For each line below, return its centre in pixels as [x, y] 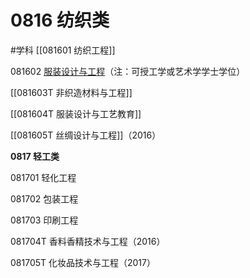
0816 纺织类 [60, 20]
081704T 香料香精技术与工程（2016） [88, 241]
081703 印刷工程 [44, 220]
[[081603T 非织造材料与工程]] [71, 92]
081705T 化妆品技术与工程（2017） [83, 262]
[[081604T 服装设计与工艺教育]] [76, 113]
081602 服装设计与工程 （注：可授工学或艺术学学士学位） [128, 71]
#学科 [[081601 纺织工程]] [63, 50]
